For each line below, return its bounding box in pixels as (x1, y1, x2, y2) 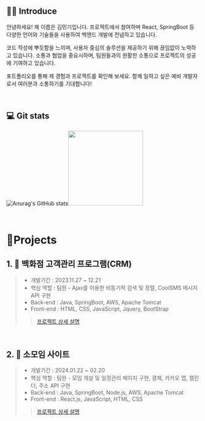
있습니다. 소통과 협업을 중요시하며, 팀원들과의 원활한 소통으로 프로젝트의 (12, 52, 185, 59)
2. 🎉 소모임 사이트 (6, 349, 70, 360)
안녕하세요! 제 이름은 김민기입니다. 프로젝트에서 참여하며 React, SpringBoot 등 (6, 23, 195, 31)
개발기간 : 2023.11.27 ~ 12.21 (30, 276, 101, 284)
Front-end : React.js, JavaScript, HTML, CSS (30, 395, 143, 403)
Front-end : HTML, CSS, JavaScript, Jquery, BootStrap (30, 305, 169, 312)
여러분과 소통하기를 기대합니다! (17, 80, 92, 87)
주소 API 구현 (39, 382, 71, 390)
